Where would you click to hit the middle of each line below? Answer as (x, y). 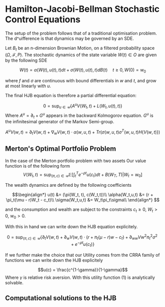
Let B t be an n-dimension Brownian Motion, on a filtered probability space (80, 49)
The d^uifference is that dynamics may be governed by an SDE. (69, 38)
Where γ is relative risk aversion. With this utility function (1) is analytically (80, 277)
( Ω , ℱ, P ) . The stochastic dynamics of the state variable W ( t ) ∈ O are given (81, 55)
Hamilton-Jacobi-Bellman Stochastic (82, 9)
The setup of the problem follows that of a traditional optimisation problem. (81, 33)
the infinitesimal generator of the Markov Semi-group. (60, 122)
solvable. (14, 282)
